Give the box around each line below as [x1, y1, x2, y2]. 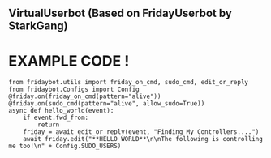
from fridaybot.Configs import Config [8, 85, 140, 94]
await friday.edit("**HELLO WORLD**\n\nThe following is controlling [23, 135, 264, 143]
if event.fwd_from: [23, 113, 89, 122]
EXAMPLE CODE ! [8, 52, 130, 70]
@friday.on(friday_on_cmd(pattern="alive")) [8, 92, 161, 100]
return [37, 121, 60, 129]
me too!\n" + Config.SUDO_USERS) [8, 142, 122, 151]
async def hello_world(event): [8, 107, 114, 115]
